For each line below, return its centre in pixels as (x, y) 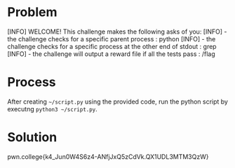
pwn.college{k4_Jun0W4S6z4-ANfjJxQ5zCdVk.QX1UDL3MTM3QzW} (108, 156)
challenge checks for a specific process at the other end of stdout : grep (112, 46)
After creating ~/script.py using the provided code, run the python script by (117, 101)
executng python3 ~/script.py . (53, 108)
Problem (32, 12)
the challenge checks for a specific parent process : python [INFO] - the (112, 38)
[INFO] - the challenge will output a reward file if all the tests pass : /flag (111, 54)
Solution (32, 138)
